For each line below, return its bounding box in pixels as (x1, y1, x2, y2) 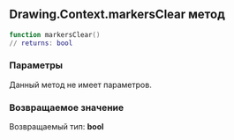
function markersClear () (9, 30, 101, 39)
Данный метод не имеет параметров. (9, 79, 152, 90)
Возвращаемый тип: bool (9, 122, 104, 132)
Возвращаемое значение (9, 101, 125, 114)
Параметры (9, 59, 64, 71)
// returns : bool (9, 39, 73, 48)
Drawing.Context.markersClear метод (9, 7, 225, 22)
